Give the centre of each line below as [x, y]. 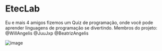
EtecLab [23, 9]
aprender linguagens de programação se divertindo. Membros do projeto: [81, 27]
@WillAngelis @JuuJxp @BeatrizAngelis [47, 33]
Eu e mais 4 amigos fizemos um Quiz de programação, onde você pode [79, 22]
